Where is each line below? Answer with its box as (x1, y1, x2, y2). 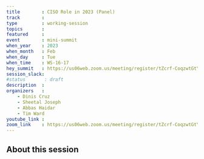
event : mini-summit (6, 37, 78, 43)
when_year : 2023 (6, 43, 59, 49)
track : (6, 15, 45, 21)
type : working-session (6, 20, 88, 26)
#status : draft (6, 76, 64, 83)
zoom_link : (6, 122, 45, 128)
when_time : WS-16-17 (6, 59, 69, 66)
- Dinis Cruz (17, 93, 50, 100)
